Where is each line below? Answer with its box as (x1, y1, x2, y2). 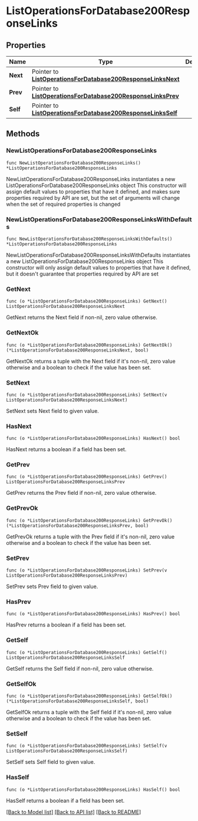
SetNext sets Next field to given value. (6, 407, 99, 414)
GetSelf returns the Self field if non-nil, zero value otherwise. (6, 665, 154, 672)
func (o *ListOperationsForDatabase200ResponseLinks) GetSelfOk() (6, 693, 173, 699)
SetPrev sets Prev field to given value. (6, 583, 98, 590)
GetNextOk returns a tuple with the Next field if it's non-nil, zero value (6, 357, 176, 364)
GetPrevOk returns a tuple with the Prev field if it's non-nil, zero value (6, 533, 175, 540)
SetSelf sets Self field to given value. (6, 758, 95, 766)
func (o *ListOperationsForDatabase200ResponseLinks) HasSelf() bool (6, 786, 181, 793)
